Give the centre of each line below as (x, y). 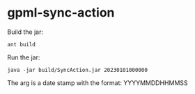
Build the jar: (25, 32)
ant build (22, 44)
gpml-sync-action (61, 13)
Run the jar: (24, 57)
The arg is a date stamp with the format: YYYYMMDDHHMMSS (97, 83)
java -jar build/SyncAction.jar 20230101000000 (78, 70)
